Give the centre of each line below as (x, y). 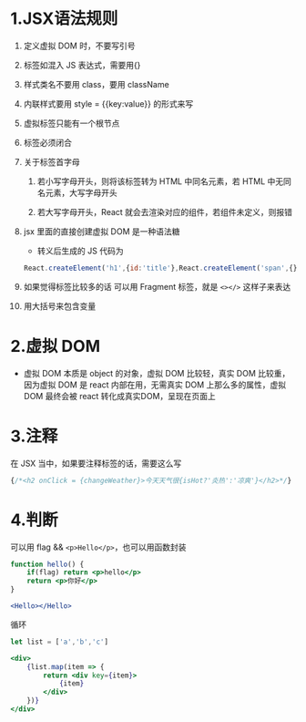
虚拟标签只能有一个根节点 (71, 123)
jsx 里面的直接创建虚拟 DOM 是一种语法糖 (102, 231)
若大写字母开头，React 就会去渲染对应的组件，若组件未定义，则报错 (165, 211)
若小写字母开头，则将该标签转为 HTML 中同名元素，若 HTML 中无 (160, 181)
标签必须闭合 (47, 142)
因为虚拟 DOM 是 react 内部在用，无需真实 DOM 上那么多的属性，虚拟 (155, 385)
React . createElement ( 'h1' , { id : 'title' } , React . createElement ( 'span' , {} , (162, 268)
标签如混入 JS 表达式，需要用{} (82, 65)
